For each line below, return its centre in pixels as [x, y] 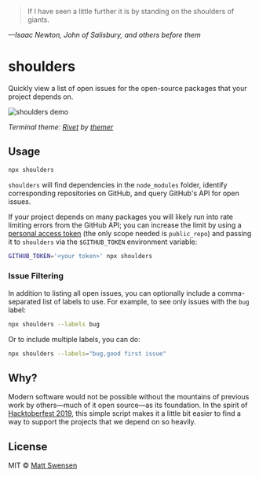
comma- [231, 293]
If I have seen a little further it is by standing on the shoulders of [131, 11]
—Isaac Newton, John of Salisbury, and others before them [105, 35]
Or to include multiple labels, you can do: [75, 339]
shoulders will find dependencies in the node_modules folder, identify [118, 184]
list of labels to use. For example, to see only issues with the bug [146, 301]
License [28, 446]
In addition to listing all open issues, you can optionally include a [112, 293]
